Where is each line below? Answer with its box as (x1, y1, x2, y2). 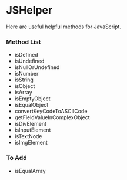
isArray (14, 89, 32, 96)
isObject (14, 83, 35, 90)
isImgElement (14, 139, 48, 146)
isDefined (14, 51, 38, 58)
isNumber (14, 70, 39, 77)
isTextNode (14, 133, 42, 140)
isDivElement (14, 120, 47, 127)
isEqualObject (14, 102, 49, 109)
